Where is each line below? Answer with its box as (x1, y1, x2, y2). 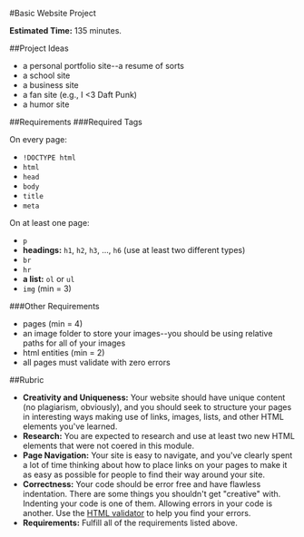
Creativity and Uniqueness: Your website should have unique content (22, 392, 286, 403)
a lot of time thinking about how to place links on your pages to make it (22, 460, 288, 470)
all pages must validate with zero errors (22, 357, 171, 367)
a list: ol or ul (22, 274, 75, 284)
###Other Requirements (9, 301, 100, 311)
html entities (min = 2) (22, 347, 105, 357)
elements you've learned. (22, 421, 118, 432)
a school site (22, 70, 71, 81)
